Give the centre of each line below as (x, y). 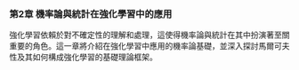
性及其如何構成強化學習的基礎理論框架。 (83, 57)
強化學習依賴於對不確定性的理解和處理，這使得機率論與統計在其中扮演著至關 (149, 35)
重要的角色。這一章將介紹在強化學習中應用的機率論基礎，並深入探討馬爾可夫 (149, 46)
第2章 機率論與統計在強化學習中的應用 (91, 13)
